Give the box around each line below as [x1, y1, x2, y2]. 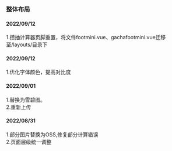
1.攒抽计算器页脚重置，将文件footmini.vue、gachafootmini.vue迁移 [6, 34, 166, 41]
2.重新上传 [6, 104, 31, 111]
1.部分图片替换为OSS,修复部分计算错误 [6, 131, 99, 138]
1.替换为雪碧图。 [6, 96, 45, 103]
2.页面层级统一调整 [6, 138, 52, 145]
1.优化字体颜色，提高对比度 [6, 68, 71, 75]
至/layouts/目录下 [6, 41, 48, 48]
